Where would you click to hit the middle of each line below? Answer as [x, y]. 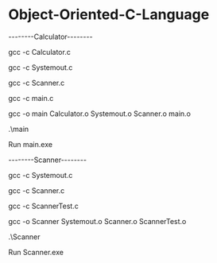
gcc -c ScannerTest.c [44, 206]
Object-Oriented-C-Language [109, 15]
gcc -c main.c [31, 98]
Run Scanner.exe [36, 252]
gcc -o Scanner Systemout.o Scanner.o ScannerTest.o [97, 221]
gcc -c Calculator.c [40, 52]
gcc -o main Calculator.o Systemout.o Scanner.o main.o [100, 114]
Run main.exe [31, 144]
